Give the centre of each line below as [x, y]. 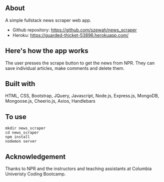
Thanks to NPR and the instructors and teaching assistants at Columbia [78, 169]
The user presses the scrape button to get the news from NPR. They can [80, 63]
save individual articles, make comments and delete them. [65, 68]
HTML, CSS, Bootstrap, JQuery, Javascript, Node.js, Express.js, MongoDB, [82, 96]
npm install [17, 137]
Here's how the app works [47, 51]
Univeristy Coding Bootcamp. [35, 174]
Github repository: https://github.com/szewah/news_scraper [74, 30]
